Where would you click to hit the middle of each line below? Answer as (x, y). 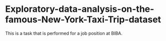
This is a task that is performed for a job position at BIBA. (64, 33)
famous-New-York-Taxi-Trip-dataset (83, 20)
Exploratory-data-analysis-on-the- (80, 9)
